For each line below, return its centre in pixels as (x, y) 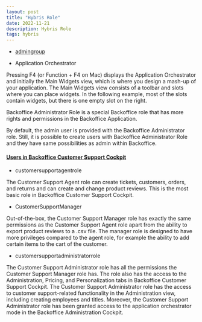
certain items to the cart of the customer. (57, 244)
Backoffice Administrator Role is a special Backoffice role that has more (95, 112)
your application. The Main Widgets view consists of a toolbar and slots (95, 88)
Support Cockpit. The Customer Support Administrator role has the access (99, 287)
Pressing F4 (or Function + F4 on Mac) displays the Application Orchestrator (101, 75)
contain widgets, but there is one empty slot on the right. (77, 101)
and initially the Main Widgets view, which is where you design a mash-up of (101, 82)
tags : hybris (23, 34)
